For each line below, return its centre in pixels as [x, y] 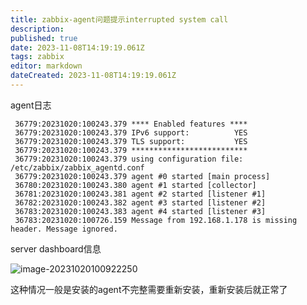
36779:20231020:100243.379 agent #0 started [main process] [142, 176]
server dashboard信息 [56, 248]
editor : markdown [46, 66]
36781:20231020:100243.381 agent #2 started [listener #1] [140, 194]
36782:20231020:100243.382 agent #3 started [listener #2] [140, 202]
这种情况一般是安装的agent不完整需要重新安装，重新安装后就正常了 [149, 289]
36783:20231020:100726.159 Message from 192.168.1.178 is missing [156, 220]
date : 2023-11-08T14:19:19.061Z [77, 47]
